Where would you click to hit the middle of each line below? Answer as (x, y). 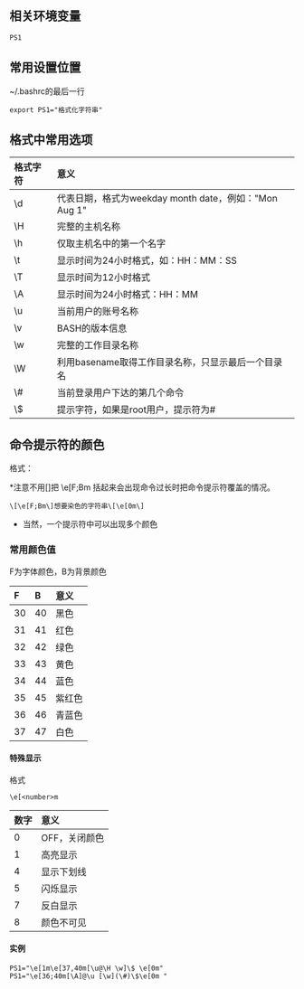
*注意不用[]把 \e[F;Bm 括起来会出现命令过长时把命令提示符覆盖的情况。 (142, 487)
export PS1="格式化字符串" (56, 110)
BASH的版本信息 (92, 328)
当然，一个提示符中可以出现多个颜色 (90, 524)
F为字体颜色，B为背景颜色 (58, 571)
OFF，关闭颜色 (73, 837)
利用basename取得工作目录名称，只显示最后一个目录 (170, 363)
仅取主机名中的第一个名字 (111, 244)
